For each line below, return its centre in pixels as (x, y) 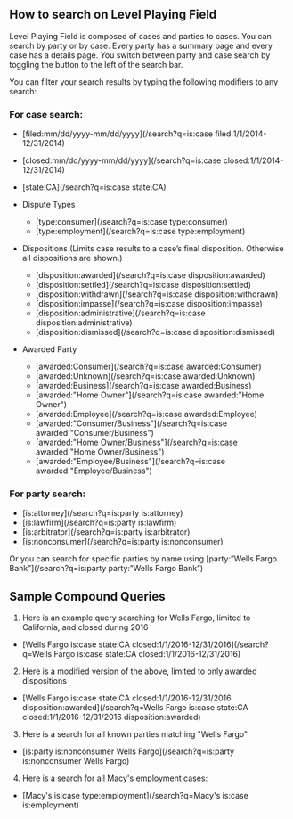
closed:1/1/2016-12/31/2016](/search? (200, 644)
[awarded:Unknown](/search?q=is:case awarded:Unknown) (145, 376)
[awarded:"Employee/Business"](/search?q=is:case (130, 462)
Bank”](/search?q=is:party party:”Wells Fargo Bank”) (106, 569)
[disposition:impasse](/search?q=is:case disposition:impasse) (149, 304)
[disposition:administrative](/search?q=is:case (121, 313)
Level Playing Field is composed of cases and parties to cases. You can (140, 36)
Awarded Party (49, 349)
